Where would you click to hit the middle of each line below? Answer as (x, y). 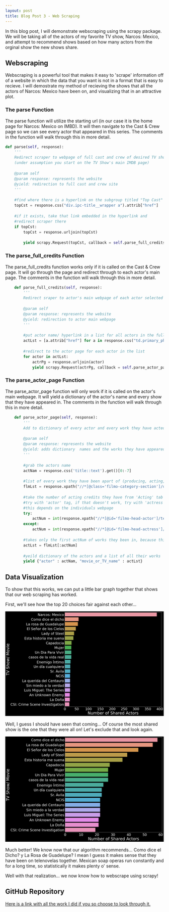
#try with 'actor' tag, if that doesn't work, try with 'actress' (94, 503)
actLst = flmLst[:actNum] (51, 545)
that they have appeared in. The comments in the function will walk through (83, 402)
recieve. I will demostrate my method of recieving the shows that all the (79, 86)
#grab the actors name (47, 465)
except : (31, 524)
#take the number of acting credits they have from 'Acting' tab (93, 497)
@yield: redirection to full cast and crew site (66, 184)
